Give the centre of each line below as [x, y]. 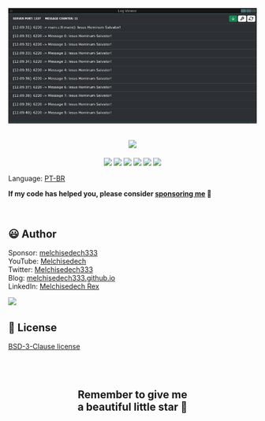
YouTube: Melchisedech [47, 261]
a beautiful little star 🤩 [132, 407]
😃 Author [32, 234]
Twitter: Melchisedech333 [50, 270]
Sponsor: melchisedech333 [53, 253]
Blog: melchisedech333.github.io [62, 278]
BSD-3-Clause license [44, 346]
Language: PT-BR [37, 179]
